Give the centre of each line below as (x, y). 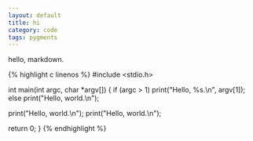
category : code (33, 30)
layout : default (35, 15)
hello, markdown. (36, 60)
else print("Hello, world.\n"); (54, 98)
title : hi (24, 23)
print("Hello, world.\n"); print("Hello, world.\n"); (85, 114)
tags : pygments (33, 37)
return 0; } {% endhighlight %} (57, 128)
